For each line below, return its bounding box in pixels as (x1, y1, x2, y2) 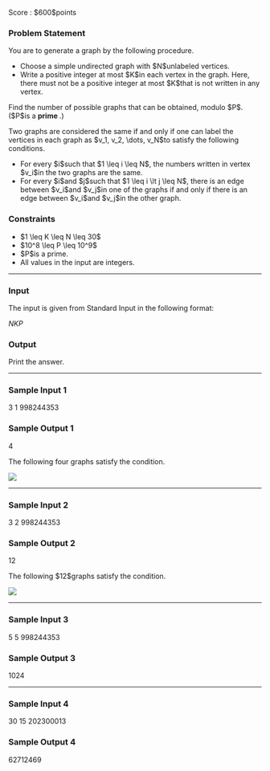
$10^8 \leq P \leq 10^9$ (19, 240, 98, 250)
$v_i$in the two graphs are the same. (19, 168, 143, 177)
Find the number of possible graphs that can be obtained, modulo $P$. (8, 103, 243, 112)
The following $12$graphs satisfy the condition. (8, 571, 166, 581)
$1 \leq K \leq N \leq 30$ (19, 231, 102, 241)
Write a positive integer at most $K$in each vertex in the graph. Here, (19, 70, 251, 80)
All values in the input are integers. (19, 257, 135, 267)
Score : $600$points (8, 8, 77, 17)
